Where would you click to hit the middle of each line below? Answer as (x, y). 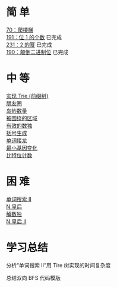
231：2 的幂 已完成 (29, 45)
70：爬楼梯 (20, 30)
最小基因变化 (22, 148)
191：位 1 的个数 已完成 (34, 37)
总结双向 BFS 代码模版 (34, 277)
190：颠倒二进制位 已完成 (37, 52)
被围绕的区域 (22, 118)
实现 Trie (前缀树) (27, 96)
